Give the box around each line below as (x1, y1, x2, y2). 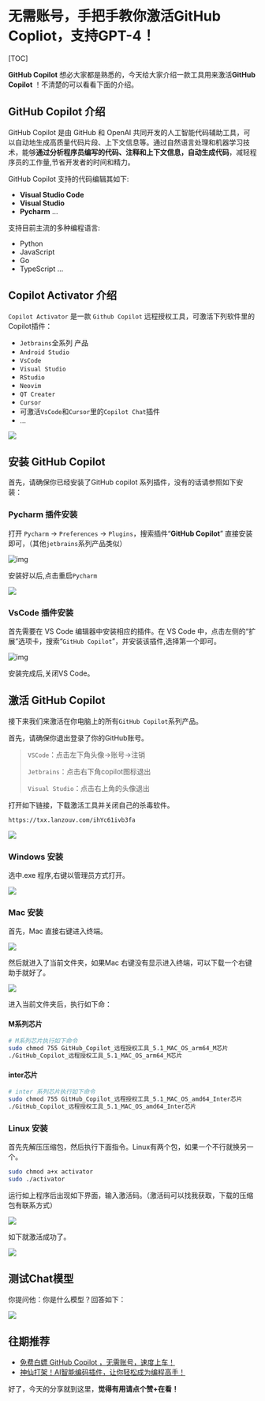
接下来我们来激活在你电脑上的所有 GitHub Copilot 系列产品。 (8, 716, 203, 725)
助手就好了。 (8, 968, 50, 977)
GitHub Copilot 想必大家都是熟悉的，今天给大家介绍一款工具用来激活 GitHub (8, 70, 256, 79)
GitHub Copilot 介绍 (8, 105, 106, 119)
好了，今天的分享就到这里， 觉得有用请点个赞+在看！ (8, 1384, 179, 1393)
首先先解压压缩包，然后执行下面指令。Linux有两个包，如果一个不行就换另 (8, 1143, 247, 1152)
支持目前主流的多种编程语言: (8, 223, 101, 232)
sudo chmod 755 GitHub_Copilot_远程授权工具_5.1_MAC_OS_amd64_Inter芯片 (8, 1095, 243, 1103)
